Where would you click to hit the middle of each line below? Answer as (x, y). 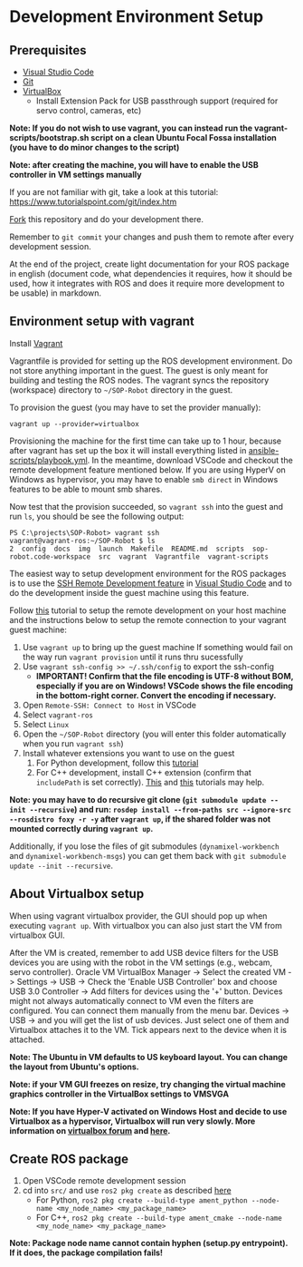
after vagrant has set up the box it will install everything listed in (128, 450)
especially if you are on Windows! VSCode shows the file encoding (165, 686)
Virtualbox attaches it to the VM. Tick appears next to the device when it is (148, 1029)
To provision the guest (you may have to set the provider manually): (135, 407)
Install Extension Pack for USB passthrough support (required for (157, 101)
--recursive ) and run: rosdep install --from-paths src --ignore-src (161, 809)
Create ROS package (69, 1160)
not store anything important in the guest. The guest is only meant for (139, 370)
